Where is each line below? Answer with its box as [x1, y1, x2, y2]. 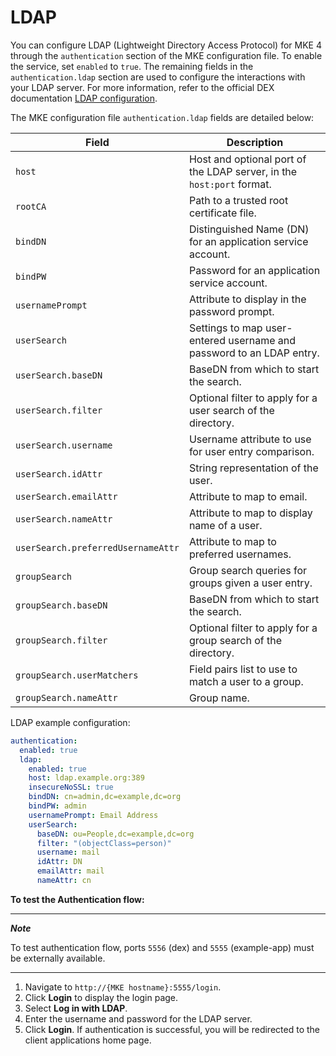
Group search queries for [188, 563, 308, 577]
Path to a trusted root [188, 193, 289, 207]
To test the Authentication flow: [10, 893, 145, 905]
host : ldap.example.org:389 [28, 773, 145, 783]
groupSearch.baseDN [15, 599, 108, 611]
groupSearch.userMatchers [15, 669, 139, 681]
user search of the [188, 403, 275, 417]
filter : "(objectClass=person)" [36, 838, 172, 848]
